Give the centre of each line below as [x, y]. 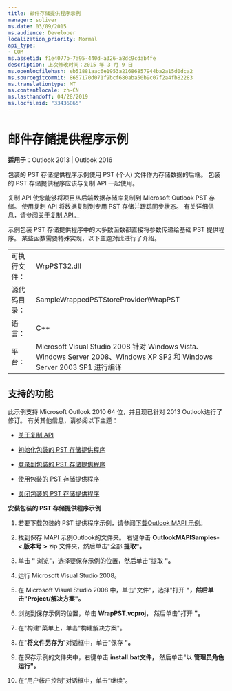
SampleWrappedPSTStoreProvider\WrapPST [108, 299]
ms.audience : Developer [42, 33]
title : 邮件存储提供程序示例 [44, 13]
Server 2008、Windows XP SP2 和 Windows [140, 357]
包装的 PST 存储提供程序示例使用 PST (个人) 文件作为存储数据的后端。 [107, 174]
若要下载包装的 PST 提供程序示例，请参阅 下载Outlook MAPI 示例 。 [112, 523]
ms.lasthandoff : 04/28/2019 [48, 97]
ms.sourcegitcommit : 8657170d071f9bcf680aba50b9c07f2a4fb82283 [101, 78]
